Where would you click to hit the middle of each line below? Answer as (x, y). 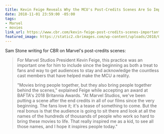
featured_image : (21, 37)
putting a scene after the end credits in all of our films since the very (86, 100)
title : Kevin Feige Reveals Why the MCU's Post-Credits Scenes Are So (78, 10)
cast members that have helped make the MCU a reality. (73, 76)
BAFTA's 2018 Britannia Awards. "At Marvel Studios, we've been (81, 95)
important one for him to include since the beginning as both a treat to (87, 65)
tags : (10, 19)
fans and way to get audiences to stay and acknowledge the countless (88, 70)
